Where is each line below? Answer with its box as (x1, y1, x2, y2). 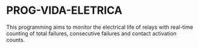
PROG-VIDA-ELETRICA (6, 4, 122, 17)
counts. (6, 36, 25, 43)
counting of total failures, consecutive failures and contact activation (6, 29, 177, 37)
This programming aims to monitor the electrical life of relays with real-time (6, 23, 194, 31)
